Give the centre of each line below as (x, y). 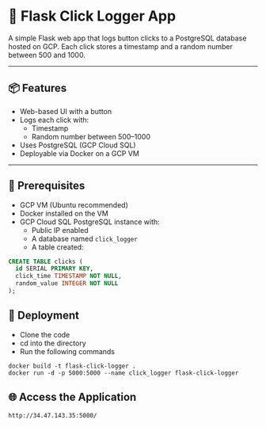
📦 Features (38, 88)
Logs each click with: (54, 120)
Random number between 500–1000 (91, 136)
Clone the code (45, 334)
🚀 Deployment (44, 316)
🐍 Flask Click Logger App (92, 16)
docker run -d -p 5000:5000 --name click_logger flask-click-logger (123, 373)
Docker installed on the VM (64, 213)
